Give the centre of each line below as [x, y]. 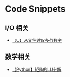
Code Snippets [35, 9]
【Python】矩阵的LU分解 [37, 69]
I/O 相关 [17, 28]
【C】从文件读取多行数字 [37, 40]
